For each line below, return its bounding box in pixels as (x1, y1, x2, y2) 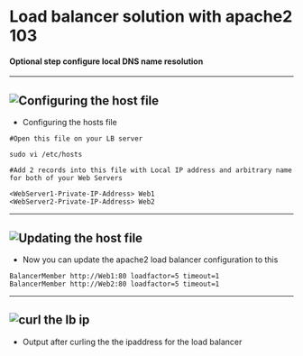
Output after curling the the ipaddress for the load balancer (22, 336, 243, 347)
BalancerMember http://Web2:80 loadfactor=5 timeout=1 (9, 279, 220, 289)
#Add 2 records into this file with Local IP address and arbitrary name (9, 166, 293, 175)
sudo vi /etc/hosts (9, 151, 83, 160)
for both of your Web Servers (9, 174, 124, 183)
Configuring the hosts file (22, 117, 117, 128)
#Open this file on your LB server (9, 134, 143, 143)
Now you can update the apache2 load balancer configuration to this (22, 254, 279, 265)
